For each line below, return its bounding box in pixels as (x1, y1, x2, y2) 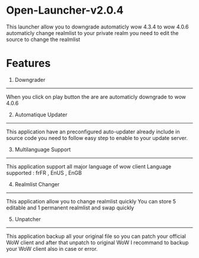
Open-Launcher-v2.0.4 (6, 4, 124, 17)
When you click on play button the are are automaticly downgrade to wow (6, 93, 187, 100)
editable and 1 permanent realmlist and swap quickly (6, 204, 134, 211)
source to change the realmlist (6, 36, 81, 43)
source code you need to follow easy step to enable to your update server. (6, 134, 188, 141)
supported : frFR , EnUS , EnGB (6, 169, 82, 176)
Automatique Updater (14, 111, 68, 118)
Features (6, 57, 51, 70)
